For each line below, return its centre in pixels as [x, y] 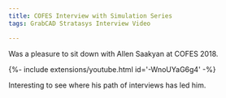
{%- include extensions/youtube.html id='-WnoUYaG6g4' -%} [112, 69]
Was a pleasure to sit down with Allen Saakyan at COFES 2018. [113, 53]
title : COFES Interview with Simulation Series [91, 16]
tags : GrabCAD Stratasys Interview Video [80, 23]
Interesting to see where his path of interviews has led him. [107, 85]
